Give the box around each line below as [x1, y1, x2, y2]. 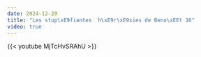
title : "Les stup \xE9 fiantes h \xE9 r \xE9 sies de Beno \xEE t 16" [7, 17, 195, 24]
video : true [7, 23, 42, 30]
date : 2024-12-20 [7, 10, 58, 17]
